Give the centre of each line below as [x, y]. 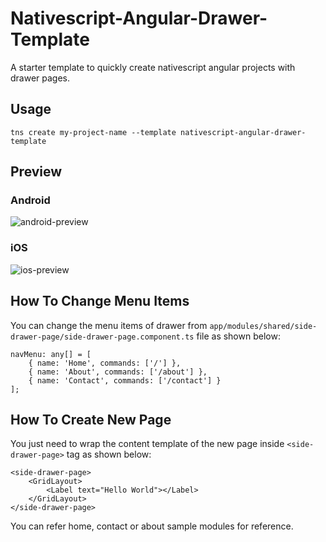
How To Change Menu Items [100, 301]
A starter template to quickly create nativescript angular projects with [153, 67]
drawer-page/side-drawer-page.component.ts [102, 337]
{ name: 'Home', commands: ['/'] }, [105, 363]
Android [30, 200]
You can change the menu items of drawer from [109, 325]
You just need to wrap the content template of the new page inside [147, 444]
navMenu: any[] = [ [51, 354]
